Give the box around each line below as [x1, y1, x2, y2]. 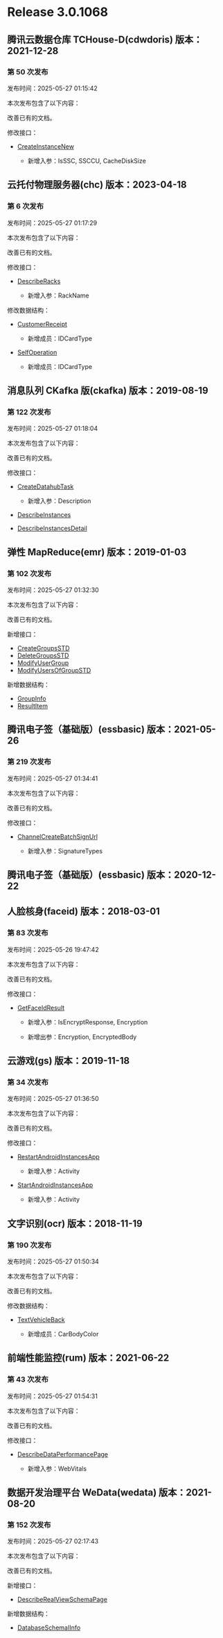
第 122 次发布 [7, 407, 51, 417]
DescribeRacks [17, 277, 61, 285]
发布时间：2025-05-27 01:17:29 [7, 218, 98, 227]
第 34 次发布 [7, 1078, 48, 1088]
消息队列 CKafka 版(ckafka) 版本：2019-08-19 [7, 384, 209, 396]
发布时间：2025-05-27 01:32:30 [7, 585, 99, 594]
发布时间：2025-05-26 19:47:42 [7, 945, 99, 953]
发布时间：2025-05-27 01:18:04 [7, 425, 98, 433]
